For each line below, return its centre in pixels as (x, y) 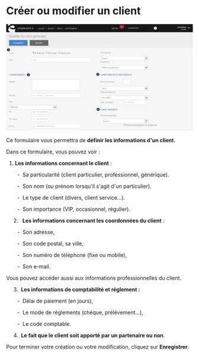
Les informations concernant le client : (63, 163)
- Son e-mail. (34, 267)
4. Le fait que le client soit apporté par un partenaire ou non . (89, 335)
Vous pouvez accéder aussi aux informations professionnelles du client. (94, 278)
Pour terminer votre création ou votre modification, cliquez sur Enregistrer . (98, 347)
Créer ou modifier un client (73, 11)
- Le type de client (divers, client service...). (71, 198)
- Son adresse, (36, 232)
